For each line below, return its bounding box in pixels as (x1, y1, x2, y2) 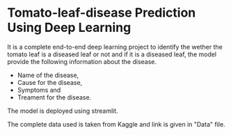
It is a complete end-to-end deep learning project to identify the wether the (7, 42, 223, 51)
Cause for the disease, (17, 78, 83, 86)
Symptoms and (17, 86, 61, 94)
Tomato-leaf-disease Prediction (7, 5, 196, 21)
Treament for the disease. (17, 93, 92, 102)
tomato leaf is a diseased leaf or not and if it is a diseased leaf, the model (7, 50, 217, 58)
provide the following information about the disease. (7, 57, 157, 65)
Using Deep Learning (7, 19, 132, 35)
